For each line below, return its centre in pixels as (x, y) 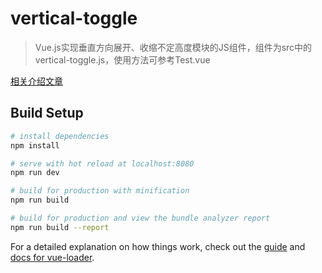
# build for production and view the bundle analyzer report (140, 218)
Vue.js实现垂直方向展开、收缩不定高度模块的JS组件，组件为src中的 (173, 47)
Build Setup (47, 113)
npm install (35, 145)
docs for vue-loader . (52, 257)
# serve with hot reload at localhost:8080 (102, 163)
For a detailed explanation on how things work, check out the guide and (158, 246)
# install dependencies (60, 136)
